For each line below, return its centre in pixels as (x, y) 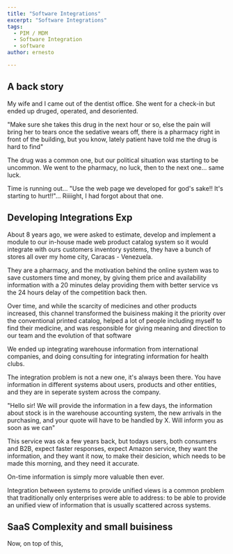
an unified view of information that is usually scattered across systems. (109, 505)
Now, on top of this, (35, 544)
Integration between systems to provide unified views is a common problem (116, 490)
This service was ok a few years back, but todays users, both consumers (112, 441)
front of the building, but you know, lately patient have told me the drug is (112, 139)
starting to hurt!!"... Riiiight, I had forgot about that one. (85, 196)
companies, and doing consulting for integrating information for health (108, 356)
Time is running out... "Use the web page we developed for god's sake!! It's (115, 188)
